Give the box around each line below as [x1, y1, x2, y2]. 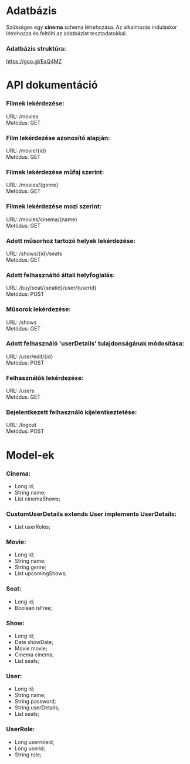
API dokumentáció [6, 78, 98, 92]
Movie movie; [14, 645, 48, 652]
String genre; [14, 563, 47, 571]
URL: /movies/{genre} [6, 181, 59, 189]
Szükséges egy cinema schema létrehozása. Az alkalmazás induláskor [6, 24, 178, 31]
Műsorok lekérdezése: [6, 305, 72, 313]
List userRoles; [14, 523, 51, 531]
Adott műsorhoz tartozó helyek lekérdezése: [6, 236, 136, 245]
